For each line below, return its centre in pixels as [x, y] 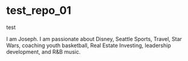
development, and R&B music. [43, 51]
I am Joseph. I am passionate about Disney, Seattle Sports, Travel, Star [94, 39]
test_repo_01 [39, 11]
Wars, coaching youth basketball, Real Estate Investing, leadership [89, 45]
